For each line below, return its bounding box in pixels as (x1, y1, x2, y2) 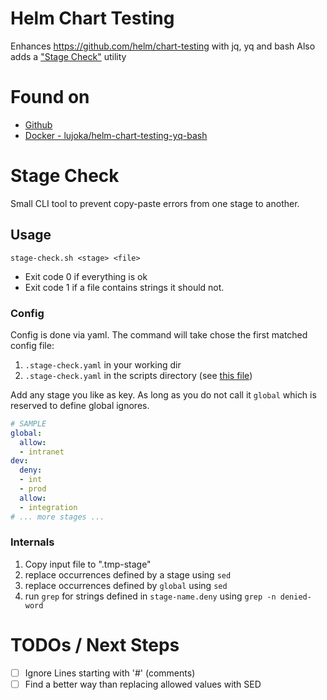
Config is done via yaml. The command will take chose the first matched (10, 328, 308, 341)
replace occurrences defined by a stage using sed (24, 568, 232, 581)
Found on (10, 86, 90, 109)
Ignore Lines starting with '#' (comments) (24, 667, 196, 679)
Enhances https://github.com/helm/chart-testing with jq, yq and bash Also (10, 40, 316, 52)
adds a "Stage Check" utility (10, 50, 127, 62)
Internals (10, 535, 55, 549)
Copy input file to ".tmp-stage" (24, 558, 152, 570)
